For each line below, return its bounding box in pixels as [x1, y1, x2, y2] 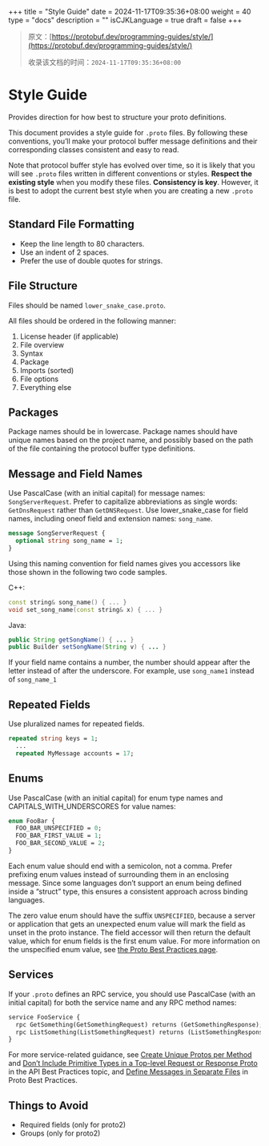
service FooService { [8, 1013, 81, 1021]
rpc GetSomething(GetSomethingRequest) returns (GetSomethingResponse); [15, 1020, 263, 1028]
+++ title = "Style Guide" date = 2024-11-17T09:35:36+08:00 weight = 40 [8, 7, 251, 16]
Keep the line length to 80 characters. [19, 239, 145, 248]
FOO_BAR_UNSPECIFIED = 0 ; [15, 824, 102, 832]
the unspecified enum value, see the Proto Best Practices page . [8, 944, 219, 954]
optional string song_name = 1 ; [15, 537, 124, 545]
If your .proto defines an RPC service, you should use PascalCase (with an [8, 989, 256, 999]
